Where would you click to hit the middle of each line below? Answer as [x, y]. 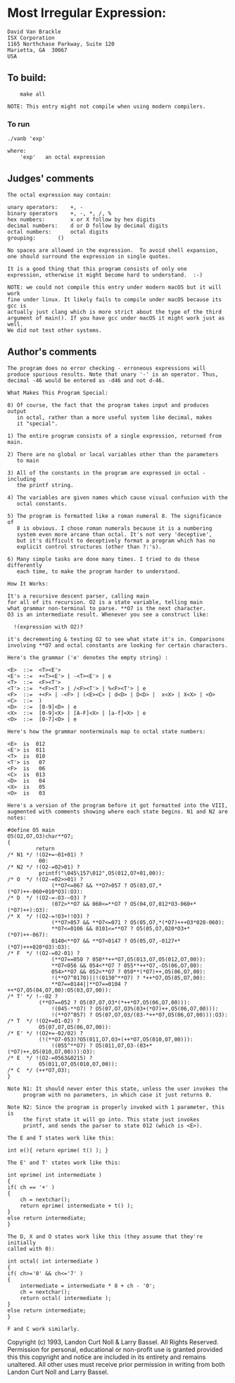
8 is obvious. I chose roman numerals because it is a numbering [114, 528]
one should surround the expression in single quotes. [89, 256]
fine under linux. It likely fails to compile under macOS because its [114, 299]
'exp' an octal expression [63, 157]
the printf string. [45, 485]
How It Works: [28, 583]
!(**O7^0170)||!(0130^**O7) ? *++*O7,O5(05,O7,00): [129, 978]
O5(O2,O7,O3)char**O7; [40, 836]
